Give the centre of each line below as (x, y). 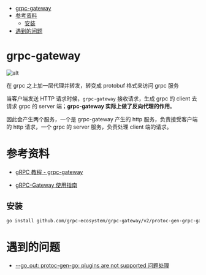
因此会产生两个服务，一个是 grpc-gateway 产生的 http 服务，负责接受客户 (99, 119)
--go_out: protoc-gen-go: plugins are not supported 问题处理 (92, 265)
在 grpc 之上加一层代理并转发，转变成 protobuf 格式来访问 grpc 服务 (93, 85)
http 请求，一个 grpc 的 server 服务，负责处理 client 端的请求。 (93, 127)
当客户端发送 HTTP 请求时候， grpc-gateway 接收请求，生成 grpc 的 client (98, 98)
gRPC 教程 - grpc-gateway (49, 172)
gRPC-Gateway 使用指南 (46, 185)
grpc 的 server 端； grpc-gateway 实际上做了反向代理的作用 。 (97, 106)
